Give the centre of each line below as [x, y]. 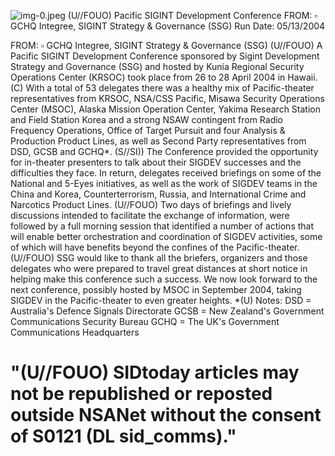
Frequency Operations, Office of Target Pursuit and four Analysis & [148, 130]
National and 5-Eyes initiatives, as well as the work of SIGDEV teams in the [164, 183]
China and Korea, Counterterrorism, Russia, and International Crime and [158, 194]
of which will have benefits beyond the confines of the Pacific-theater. [155, 247]
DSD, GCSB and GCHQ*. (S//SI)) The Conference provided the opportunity [164, 151]
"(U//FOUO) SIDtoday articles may [155, 372]
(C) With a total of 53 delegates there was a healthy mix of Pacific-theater [162, 88]
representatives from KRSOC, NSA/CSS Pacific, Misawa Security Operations [167, 98]
